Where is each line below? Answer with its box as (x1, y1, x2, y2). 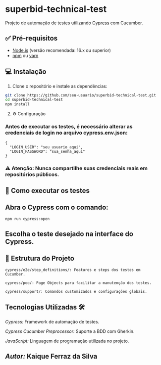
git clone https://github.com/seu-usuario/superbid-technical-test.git (5, 92, 156, 97)
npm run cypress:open (5, 216, 50, 221)
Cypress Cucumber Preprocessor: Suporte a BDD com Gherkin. (5, 328, 135, 334)
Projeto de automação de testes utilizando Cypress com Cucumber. (5, 20, 143, 26)
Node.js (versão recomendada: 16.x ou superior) (12, 47, 111, 53)
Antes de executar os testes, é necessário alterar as (5, 123, 133, 130)
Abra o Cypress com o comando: (5, 203, 108, 212)
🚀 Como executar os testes (5, 186, 90, 195)
